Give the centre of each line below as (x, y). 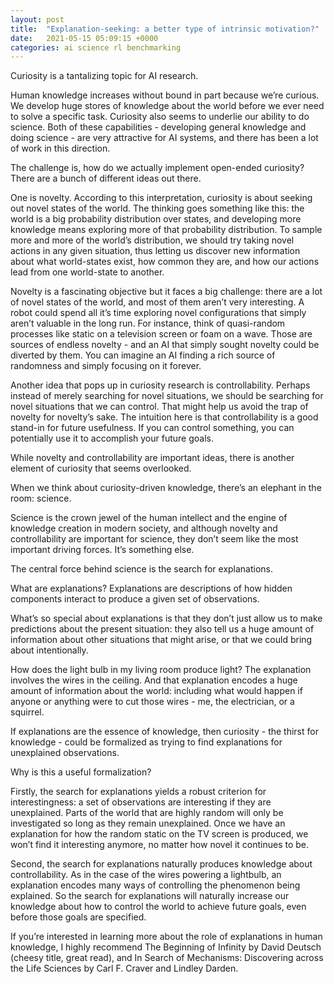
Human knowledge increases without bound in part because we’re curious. (165, 95)
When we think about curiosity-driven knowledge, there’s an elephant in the (166, 488)
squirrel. (27, 712)
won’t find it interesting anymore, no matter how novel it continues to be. (160, 845)
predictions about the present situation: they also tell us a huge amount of (162, 629)
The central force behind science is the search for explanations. (142, 569)
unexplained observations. (65, 753)
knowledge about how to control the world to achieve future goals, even (158, 907)
